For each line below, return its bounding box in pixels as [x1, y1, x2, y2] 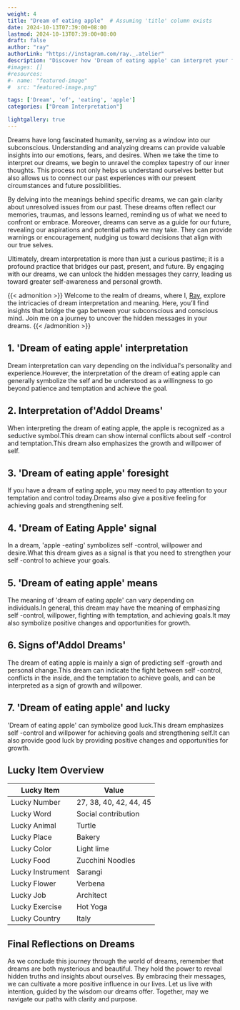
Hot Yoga [76, 902, 108, 912]
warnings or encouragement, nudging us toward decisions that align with [7, 233, 223, 242]
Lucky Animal [11, 821, 56, 831]
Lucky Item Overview [7, 764, 104, 776]
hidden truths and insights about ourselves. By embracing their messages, [7, 972, 226, 981]
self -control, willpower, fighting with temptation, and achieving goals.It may [7, 610, 231, 619]
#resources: [7, 70, 43, 77]
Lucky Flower [11, 878, 56, 888]
